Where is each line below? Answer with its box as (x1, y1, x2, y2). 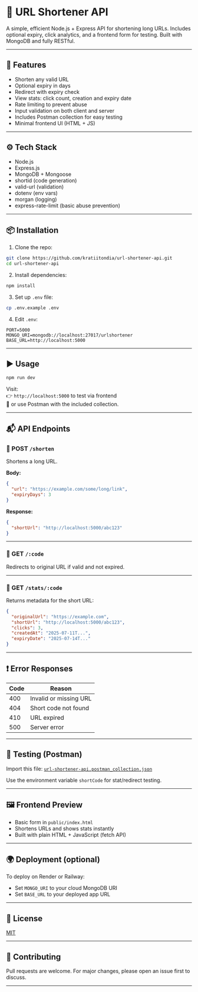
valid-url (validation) (14, 183, 64, 190)
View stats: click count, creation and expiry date (14, 94, 131, 102)
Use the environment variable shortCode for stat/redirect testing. (6, 776, 162, 784)
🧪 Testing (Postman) (6, 749, 82, 759)
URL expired (30, 713, 65, 722)
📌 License (6, 913, 43, 924)
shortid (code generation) (14, 177, 77, 184)
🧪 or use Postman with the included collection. (6, 400, 119, 407)
